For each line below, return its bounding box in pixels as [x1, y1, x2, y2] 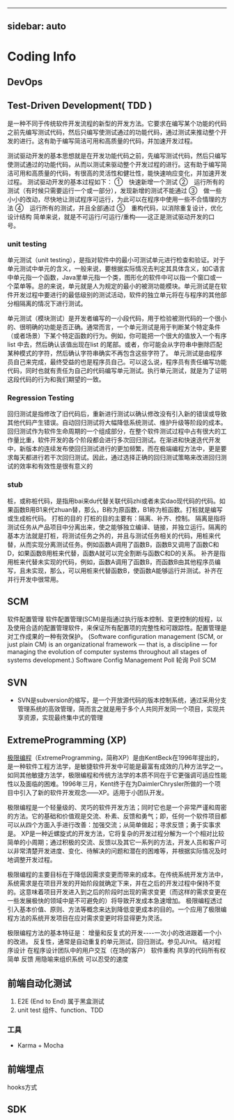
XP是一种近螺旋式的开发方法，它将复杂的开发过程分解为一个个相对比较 [20, 829, 225, 838]
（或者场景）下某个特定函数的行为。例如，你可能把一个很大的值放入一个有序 [7, 332, 227, 340]
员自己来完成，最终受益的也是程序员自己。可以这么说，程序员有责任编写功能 [7, 358, 227, 366]
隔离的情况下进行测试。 [19, 299, 87, 308]
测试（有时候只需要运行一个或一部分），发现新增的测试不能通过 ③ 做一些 [7, 186, 222, 195]
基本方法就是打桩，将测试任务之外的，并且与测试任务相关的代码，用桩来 [7, 531, 214, 540]
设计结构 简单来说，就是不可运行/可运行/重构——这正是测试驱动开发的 [7, 212, 209, 220]
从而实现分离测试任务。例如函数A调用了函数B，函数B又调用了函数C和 [19, 540, 219, 548]
